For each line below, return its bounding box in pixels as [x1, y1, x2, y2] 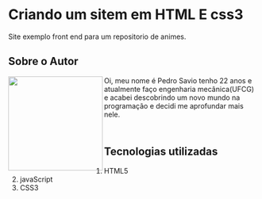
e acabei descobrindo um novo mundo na [104, 93, 241, 102]
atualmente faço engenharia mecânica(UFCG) [104, 84, 255, 94]
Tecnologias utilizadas [104, 145, 218, 159]
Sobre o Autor [8, 55, 79, 68]
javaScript [19, 174, 53, 184]
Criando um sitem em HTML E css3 [8, 6, 244, 24]
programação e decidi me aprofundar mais [104, 101, 244, 110]
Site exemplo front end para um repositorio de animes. [8, 32, 187, 41]
